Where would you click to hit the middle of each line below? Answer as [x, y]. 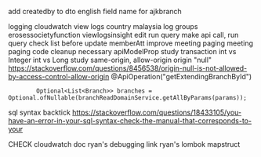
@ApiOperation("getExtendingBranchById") [181, 77]
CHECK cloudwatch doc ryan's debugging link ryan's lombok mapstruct [124, 144]
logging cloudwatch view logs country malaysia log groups [103, 26]
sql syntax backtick [39, 112]
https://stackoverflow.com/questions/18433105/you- [156, 112]
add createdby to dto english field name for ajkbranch [95, 11]
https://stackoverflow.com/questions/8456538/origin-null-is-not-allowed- [128, 68]
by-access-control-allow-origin [59, 77]
